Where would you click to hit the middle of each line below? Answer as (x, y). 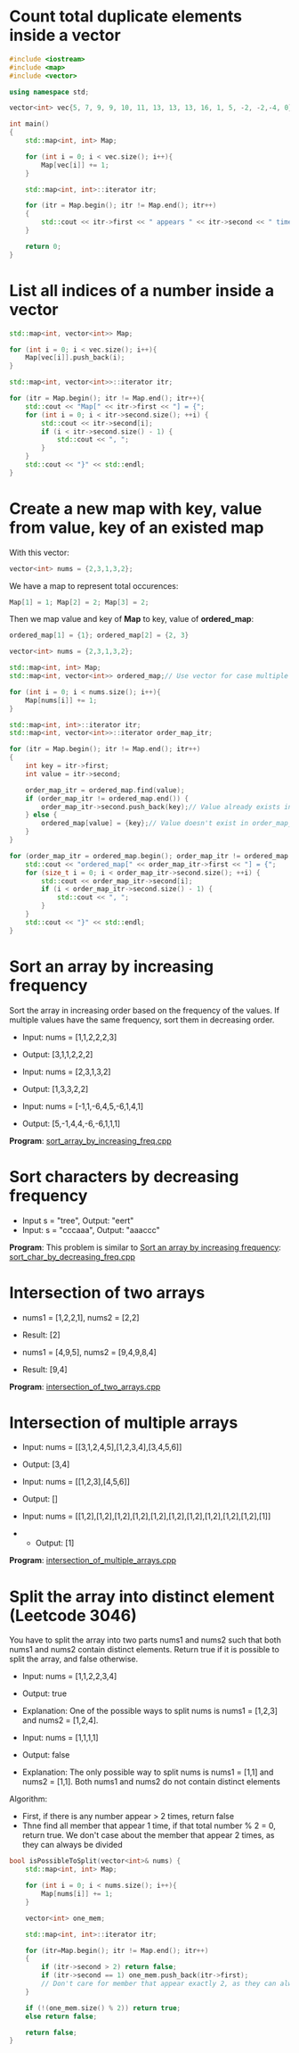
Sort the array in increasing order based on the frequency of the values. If (145, 1010)
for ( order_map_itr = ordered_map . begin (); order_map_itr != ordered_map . (151, 856)
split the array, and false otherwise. (74, 1659)
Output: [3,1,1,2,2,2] (57, 1054)
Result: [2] (41, 1335)
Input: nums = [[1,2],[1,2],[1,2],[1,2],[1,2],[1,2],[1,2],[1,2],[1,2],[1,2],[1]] (146, 1516)
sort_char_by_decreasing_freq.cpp (73, 1256)
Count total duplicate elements (126, 17)
